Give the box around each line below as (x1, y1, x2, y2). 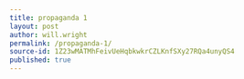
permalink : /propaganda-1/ (9, 38, 112, 48)
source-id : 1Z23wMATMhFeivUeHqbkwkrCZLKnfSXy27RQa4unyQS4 (9, 47, 235, 56)
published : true (9, 55, 71, 64)
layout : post (9, 22, 59, 31)
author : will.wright (9, 30, 89, 39)
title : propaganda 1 (9, 13, 89, 23)
